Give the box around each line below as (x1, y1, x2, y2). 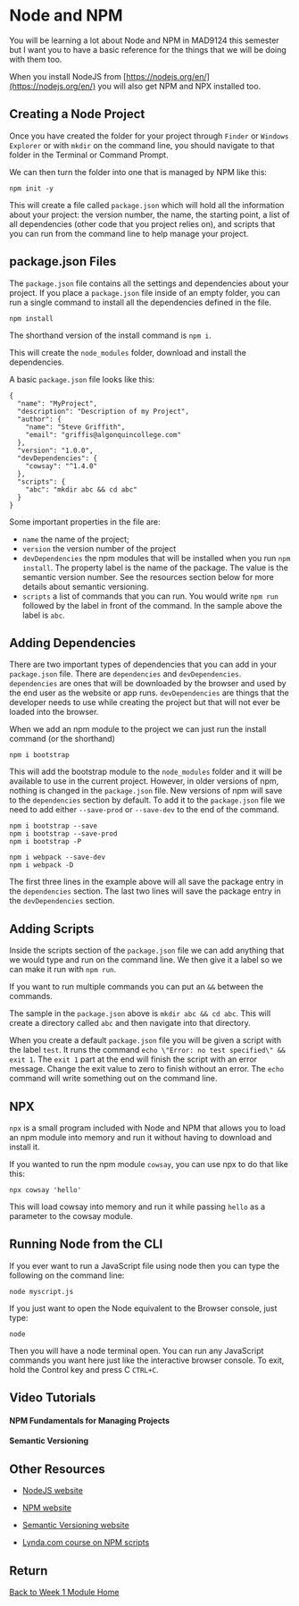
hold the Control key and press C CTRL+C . (9, 1364, 159, 1375)
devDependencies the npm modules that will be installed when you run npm (21, 552, 291, 563)
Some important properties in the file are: (9, 516, 161, 527)
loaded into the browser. (9, 707, 99, 718)
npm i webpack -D (9, 861, 74, 870)
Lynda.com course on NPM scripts (21, 1537, 150, 1548)
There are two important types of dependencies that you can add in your (9, 659, 277, 670)
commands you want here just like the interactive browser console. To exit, (9, 1355, 285, 1366)
